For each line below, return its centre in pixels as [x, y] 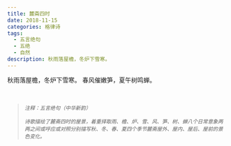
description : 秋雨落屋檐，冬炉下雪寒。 [59, 59]
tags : [15, 33]
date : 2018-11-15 [32, 20]
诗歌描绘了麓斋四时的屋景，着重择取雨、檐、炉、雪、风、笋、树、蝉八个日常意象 [121, 122]
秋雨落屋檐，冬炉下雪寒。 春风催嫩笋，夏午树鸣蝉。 [81, 80]
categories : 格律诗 [34, 27]
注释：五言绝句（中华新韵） [58, 108]
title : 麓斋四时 [29, 14]
